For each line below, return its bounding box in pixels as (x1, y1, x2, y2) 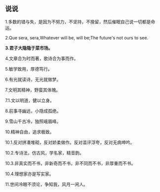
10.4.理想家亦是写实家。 (5, 171, 54, 177)
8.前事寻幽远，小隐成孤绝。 (5, 108, 61, 114)
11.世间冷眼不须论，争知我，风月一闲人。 (5, 181, 88, 187)
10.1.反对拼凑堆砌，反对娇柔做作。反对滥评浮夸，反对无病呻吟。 (5, 139, 135, 145)
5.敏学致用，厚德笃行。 (5, 66, 52, 72)
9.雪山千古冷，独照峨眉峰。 (5, 118, 61, 124)
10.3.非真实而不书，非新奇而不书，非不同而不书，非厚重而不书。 (5, 160, 136, 166)
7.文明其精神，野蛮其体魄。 (5, 87, 61, 93)
